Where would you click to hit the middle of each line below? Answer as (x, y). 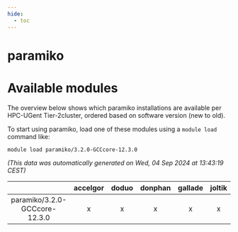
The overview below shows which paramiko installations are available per (114, 108)
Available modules (63, 88)
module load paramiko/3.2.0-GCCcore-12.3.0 (73, 150)
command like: (29, 136)
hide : (15, 14)
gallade (191, 187)
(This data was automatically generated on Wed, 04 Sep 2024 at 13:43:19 (115, 162)
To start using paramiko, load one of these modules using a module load (112, 129)
